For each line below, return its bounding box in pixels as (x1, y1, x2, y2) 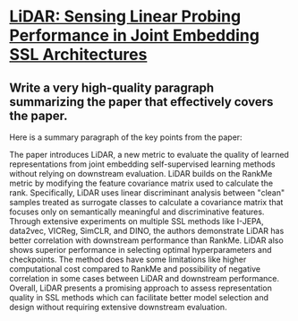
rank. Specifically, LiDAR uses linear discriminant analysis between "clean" (9, 187, 285, 198)
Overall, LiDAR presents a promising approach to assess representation (9, 282, 273, 293)
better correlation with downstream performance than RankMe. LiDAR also (9, 235, 284, 246)
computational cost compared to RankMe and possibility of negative (9, 264, 261, 274)
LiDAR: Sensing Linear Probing (9, 6, 242, 27)
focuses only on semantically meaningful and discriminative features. (9, 206, 265, 217)
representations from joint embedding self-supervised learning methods (9, 159, 276, 169)
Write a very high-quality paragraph (9, 80, 215, 95)
